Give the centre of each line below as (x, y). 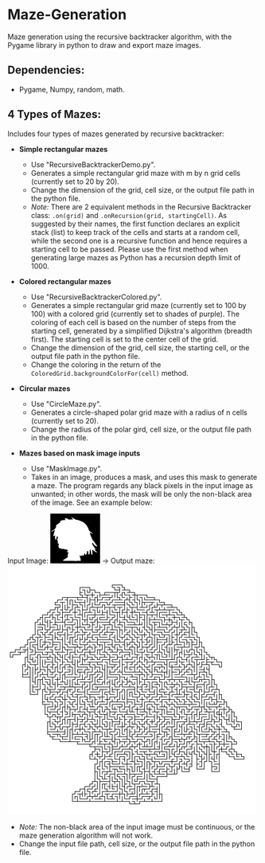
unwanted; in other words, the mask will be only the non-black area (141, 494)
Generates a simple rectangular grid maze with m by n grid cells (135, 173)
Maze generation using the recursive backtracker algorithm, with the (120, 37)
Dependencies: (46, 70)
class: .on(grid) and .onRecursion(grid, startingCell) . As (129, 215)
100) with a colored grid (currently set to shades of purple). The (135, 314)
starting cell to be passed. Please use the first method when (129, 249)
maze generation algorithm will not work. (86, 835)
